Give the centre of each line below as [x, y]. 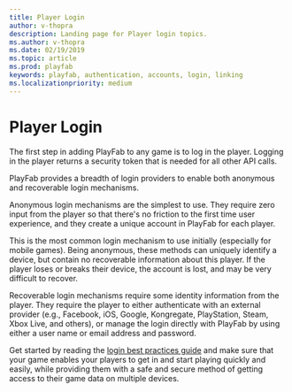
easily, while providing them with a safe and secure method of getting [136, 369]
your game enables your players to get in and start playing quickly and [138, 359]
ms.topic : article [43, 58]
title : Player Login [47, 17]
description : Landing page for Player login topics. [108, 34]
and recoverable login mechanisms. [74, 188]
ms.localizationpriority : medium [71, 83]
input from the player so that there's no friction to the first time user [132, 214]
